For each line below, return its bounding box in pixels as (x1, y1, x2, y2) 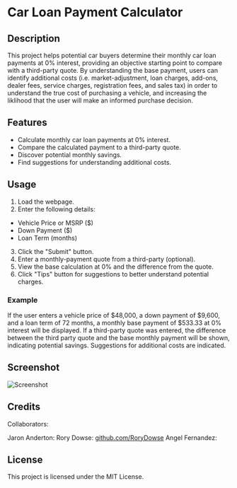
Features (7, 117, 47, 129)
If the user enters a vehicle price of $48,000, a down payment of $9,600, (7, 310, 221, 319)
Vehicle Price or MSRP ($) (17, 219, 94, 227)
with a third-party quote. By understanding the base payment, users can (7, 66, 218, 74)
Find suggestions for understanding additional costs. (17, 158, 172, 166)
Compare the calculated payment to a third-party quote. (17, 143, 182, 151)
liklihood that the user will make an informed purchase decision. (7, 96, 193, 105)
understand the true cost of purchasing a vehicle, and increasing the (7, 89, 207, 97)
